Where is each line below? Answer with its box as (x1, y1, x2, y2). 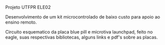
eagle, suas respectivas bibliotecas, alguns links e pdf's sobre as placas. (5, 34, 158, 40)
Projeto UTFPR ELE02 (5, 4, 51, 10)
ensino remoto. (5, 19, 37, 25)
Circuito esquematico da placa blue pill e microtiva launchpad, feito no (5, 29, 153, 34)
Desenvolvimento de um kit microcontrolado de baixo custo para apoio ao (5, 14, 160, 19)
